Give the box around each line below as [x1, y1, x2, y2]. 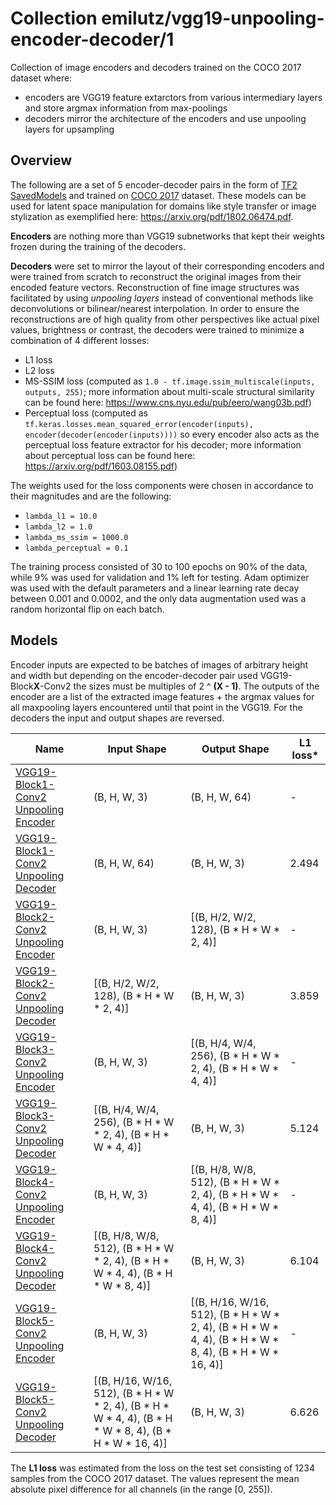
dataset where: [10, 72, 73, 84]
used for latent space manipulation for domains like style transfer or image [10, 200, 317, 212]
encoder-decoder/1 [10, 28, 175, 51]
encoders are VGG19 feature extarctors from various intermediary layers [24, 91, 323, 103]
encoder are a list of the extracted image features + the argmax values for [10, 690, 315, 702]
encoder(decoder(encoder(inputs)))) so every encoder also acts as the [24, 428, 320, 440]
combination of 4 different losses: [10, 334, 150, 346]
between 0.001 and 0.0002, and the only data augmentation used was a [10, 592, 307, 604]
